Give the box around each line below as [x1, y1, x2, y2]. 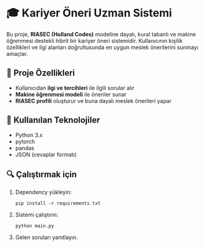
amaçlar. [6, 50, 28, 57]
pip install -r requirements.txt [15, 200, 101, 207]
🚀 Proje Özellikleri [6, 68, 75, 78]
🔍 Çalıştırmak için [6, 169, 77, 180]
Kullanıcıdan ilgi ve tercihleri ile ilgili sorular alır [15, 84, 135, 91]
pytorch [15, 137, 36, 145]
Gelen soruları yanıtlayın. [15, 234, 78, 241]
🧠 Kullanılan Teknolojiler [6, 115, 100, 126]
